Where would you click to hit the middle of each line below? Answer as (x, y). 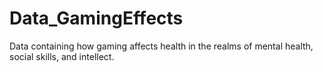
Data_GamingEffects (96, 18)
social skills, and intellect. (62, 56)
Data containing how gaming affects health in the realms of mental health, (161, 46)
